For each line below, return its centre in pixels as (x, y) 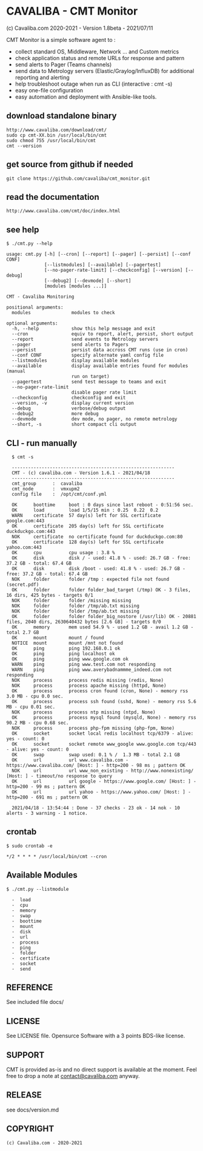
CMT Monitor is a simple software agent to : (61, 40)
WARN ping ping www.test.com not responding (84, 664)
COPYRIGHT (30, 1129)
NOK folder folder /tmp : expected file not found (91, 579)
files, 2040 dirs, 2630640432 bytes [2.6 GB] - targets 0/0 (84, 622)
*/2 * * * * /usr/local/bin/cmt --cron (57, 856)
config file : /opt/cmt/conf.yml (59, 494)
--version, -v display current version (73, 403)
